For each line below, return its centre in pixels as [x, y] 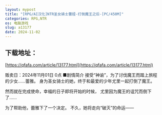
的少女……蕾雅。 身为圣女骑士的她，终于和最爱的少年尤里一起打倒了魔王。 [80, 81]
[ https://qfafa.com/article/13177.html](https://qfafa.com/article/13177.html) [79, 65]
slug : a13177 [18, 28]
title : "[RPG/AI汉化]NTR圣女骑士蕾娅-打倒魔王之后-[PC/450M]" [64, 14]
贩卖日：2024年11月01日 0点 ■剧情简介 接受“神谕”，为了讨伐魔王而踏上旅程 [81, 75]
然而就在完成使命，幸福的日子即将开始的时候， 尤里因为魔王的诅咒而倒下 [78, 91]
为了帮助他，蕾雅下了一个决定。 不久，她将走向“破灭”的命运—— [70, 108]
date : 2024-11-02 [23, 32]
